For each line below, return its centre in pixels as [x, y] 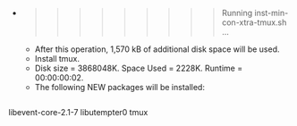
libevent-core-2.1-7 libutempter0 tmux [78, 112]
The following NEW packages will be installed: [119, 87]
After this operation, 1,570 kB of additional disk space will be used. [157, 49]
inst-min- [271, 13]
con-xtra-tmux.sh [254, 22]
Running [237, 13]
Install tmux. [57, 59]
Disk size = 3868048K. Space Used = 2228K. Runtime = [139, 68]
